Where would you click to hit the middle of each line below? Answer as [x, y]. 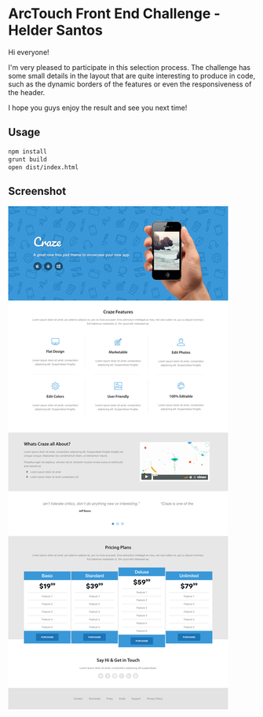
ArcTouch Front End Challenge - [115, 14]
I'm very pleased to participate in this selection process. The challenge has [130, 67]
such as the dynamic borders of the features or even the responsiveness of [130, 84]
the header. [27, 92]
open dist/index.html [44, 167]
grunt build [27, 159]
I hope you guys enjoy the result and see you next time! [98, 108]
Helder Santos [56, 30]
